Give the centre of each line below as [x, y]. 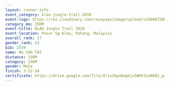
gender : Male [19, 66]
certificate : [19, 76]
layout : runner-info [27, 10]
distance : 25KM [21, 57]
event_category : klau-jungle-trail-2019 [49, 15]
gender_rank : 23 [22, 43]
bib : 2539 [16, 48]
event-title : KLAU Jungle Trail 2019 [45, 29]
